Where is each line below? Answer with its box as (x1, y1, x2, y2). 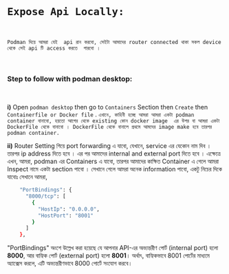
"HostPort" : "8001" (37, 212, 94, 219)
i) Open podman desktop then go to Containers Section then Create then (7, 103, 208, 112)
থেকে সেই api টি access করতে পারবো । (7, 45, 101, 52)
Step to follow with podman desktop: (7, 74, 133, 83)
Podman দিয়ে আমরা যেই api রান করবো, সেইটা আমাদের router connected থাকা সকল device (7, 39, 221, 45)
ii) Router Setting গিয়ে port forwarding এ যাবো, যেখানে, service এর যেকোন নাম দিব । (7, 142, 212, 150)
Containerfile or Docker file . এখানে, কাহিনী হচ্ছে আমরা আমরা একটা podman (7, 110, 195, 118)
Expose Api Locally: (7, 6, 125, 19)
